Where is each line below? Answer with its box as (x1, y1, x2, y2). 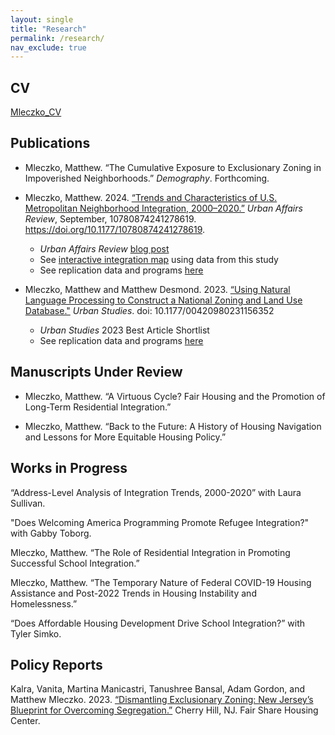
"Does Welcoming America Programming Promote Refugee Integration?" (10, 516, 310, 528)
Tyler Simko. (10, 627, 62, 640)
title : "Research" (10, 24, 87, 34)
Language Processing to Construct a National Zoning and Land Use (24, 294, 303, 306)
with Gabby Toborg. (10, 527, 92, 539)
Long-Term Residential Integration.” (24, 401, 172, 413)
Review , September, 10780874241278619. (24, 212, 197, 225)
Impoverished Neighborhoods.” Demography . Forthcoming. (24, 172, 270, 184)
